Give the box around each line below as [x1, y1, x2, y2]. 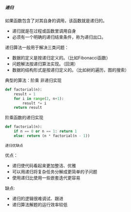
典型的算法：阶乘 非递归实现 [5, 77, 62, 83]
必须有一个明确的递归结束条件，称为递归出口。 [12, 34, 106, 40]
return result [14, 105, 42, 110]
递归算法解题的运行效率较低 [12, 201, 68, 207]
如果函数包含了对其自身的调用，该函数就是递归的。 [5, 18, 107, 23]
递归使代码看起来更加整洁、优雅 [12, 162, 76, 168]
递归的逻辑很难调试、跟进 [12, 195, 64, 201]
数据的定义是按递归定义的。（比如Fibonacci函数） [12, 55, 111, 60]
